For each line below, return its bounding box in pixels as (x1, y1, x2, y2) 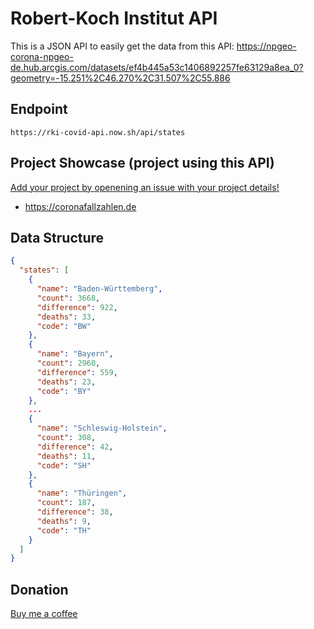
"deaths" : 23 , (36, 377, 97, 387)
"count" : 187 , (36, 498, 97, 508)
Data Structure (10, 229, 105, 246)
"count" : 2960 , (36, 358, 101, 368)
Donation (10, 581, 69, 598)
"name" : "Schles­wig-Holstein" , (36, 423, 168, 434)
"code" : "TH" (36, 525, 92, 536)
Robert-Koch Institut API (10, 7, 218, 30)
